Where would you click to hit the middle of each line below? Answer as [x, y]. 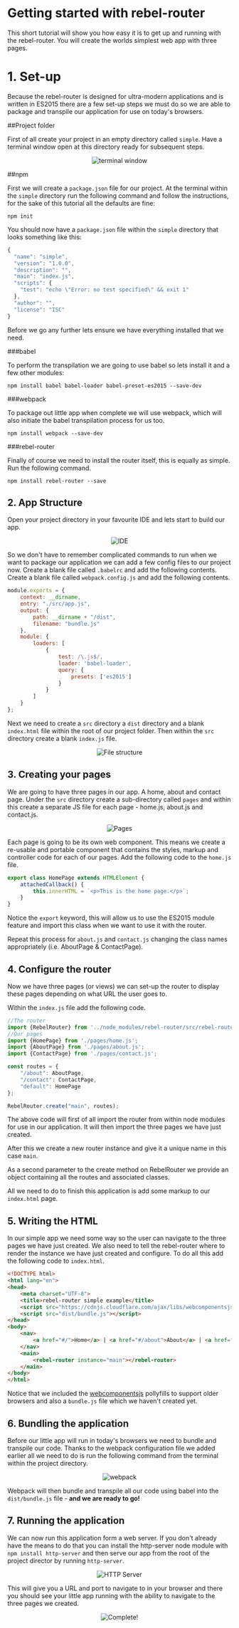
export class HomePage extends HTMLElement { [76, 878]
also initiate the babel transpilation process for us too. [86, 420]
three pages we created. [43, 1603]
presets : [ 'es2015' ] [101, 677]
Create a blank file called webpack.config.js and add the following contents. [119, 577]
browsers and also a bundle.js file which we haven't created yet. [102, 1401]
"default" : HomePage [51, 1086]
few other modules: [36, 372]
